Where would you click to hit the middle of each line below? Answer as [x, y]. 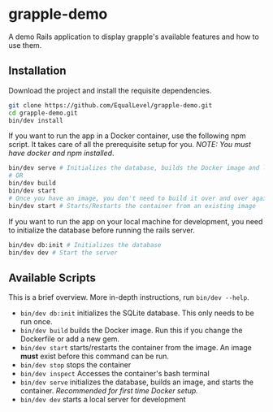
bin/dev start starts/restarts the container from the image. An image [136, 348]
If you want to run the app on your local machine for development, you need [136, 221]
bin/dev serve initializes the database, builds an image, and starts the [137, 382]
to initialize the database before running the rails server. [102, 230]
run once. [36, 322]
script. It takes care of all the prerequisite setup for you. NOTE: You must [130, 145]
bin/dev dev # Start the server [63, 253]
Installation [37, 71]
